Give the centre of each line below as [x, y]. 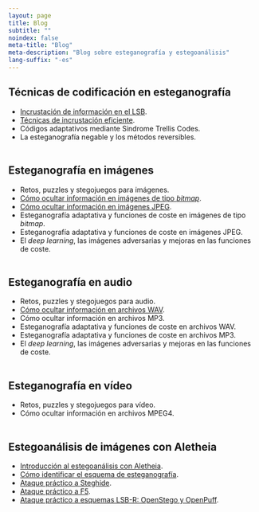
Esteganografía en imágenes [81, 171]
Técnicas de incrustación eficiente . [77, 119]
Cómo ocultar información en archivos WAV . [92, 310]
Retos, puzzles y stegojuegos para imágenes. [94, 190]
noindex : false [33, 38]
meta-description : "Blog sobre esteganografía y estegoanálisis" [119, 53]
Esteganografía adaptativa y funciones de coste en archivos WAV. [128, 326]
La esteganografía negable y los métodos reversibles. [108, 137]
